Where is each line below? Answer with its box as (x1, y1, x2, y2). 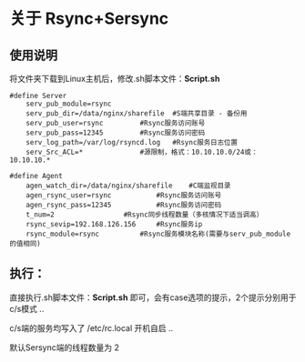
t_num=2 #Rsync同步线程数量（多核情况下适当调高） (25, 210, 264, 219)
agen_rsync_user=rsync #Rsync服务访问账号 (25, 191, 222, 200)
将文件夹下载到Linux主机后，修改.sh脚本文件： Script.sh (9, 74, 220, 84)
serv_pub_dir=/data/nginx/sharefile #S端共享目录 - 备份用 (25, 109, 248, 118)
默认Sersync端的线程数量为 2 (9, 342, 120, 353)
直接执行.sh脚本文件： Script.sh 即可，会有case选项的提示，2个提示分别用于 (9, 292, 297, 303)
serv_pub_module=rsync (25, 99, 112, 108)
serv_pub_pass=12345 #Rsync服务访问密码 (25, 128, 206, 137)
